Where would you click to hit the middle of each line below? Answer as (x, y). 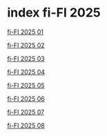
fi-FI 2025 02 (26, 45)
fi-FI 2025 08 (26, 125)
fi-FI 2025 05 (26, 85)
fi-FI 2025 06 (26, 99)
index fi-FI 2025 (54, 13)
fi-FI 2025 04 (26, 72)
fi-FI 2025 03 (26, 58)
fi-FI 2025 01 (25, 32)
